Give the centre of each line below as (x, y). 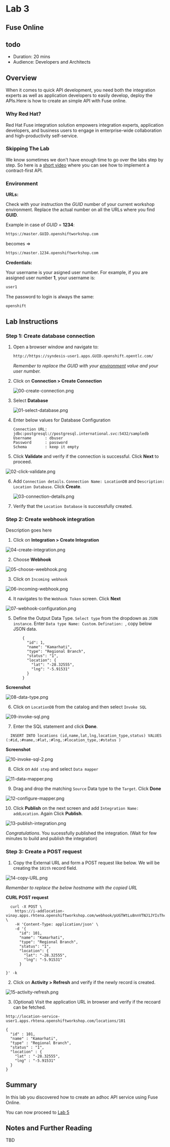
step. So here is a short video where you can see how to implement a (77, 165)
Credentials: (19, 263)
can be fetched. (30, 1007)
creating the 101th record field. (45, 868)
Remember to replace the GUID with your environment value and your (86, 366)
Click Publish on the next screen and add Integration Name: (76, 808)
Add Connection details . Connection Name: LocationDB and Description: (89, 481)
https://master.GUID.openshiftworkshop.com (52, 234)
